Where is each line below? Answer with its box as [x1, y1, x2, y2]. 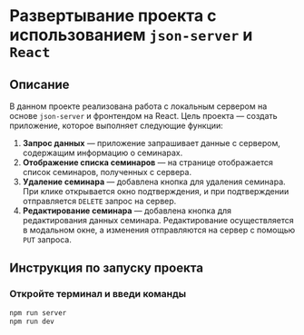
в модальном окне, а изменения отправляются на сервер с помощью [22, 224, 296, 235]
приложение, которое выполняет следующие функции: [9, 120, 224, 131]
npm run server [9, 308, 67, 318]
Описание [9, 76, 70, 92]
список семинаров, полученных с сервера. [22, 167, 192, 177]
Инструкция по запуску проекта [9, 261, 204, 276]
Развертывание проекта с [9, 5, 217, 26]
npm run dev [9, 317, 54, 326]
